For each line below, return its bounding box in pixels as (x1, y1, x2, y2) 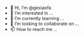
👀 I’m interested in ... (10, 10, 53, 16)
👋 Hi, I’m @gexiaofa (10, 5, 52, 10)
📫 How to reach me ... (10, 26, 58, 32)
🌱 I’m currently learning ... (10, 15, 65, 21)
